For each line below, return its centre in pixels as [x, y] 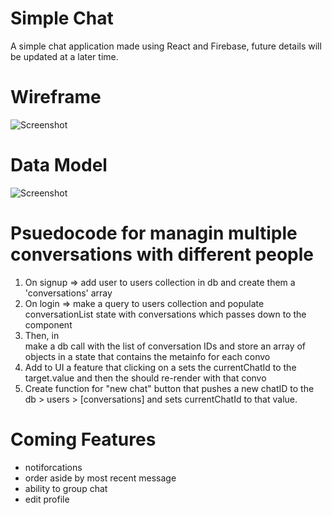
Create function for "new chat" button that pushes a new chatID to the [169, 388]
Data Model [59, 165]
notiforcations [53, 467]
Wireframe [56, 97]
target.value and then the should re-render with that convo [145, 378]
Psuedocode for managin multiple [154, 233]
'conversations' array [68, 293]
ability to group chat [66, 488]
